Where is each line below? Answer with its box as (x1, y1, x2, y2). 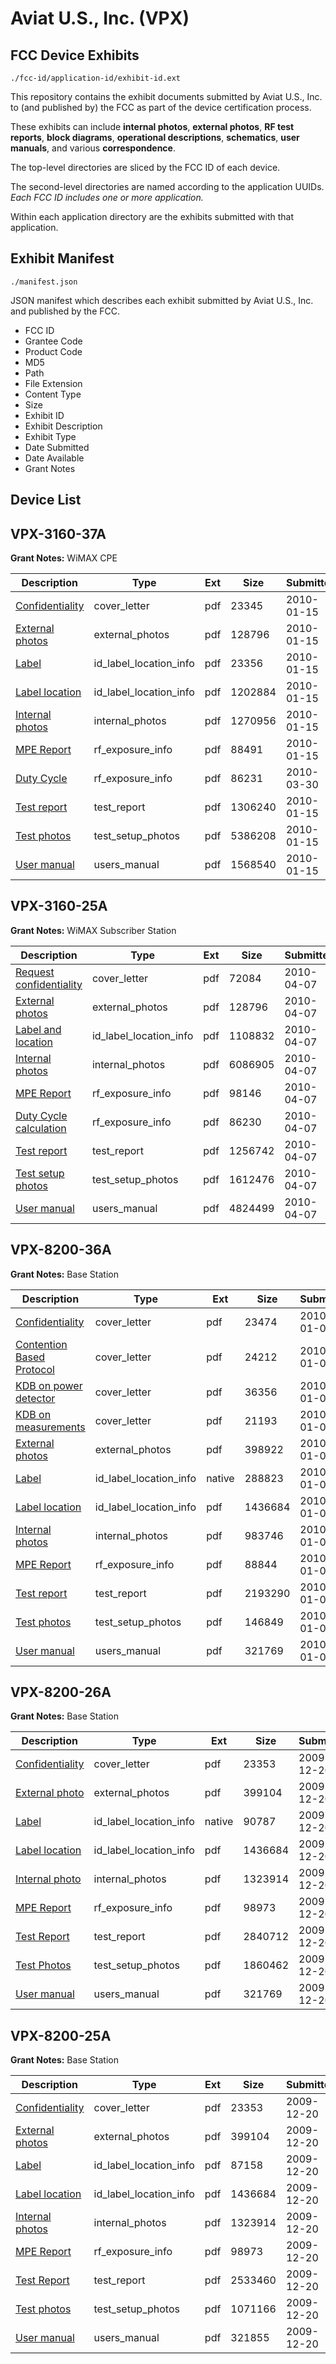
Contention (15, 1337, 68, 1351)
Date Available (24, 452, 85, 464)
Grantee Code (24, 335, 83, 347)
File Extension (24, 377, 83, 389)
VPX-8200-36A (10, 1242, 112, 1259)
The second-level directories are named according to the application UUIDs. (10, 181, 325, 192)
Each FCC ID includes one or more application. (10, 192, 204, 203)
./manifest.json (10, 277, 78, 287)
